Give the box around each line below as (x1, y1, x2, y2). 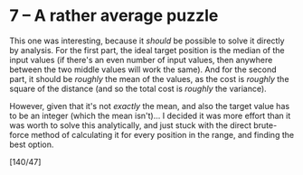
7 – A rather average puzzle (9, 5, 219, 26)
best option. (9, 139, 54, 150)
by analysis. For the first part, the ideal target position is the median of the (9, 44, 285, 55)
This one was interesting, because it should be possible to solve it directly (9, 35, 285, 46)
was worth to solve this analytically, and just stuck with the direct (9, 119, 251, 131)
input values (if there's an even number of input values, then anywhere (9, 54, 273, 65)
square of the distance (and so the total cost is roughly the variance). (9, 83, 267, 94)
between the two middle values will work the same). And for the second (9, 64, 278, 75)
